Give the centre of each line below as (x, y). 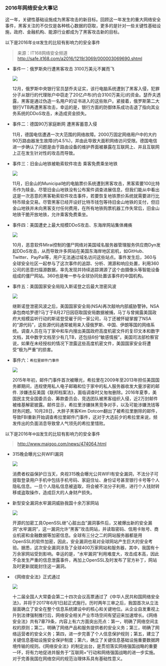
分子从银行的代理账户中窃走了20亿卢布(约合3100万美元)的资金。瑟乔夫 (84, 95)
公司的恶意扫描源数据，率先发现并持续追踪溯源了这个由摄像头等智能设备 (86, 270)
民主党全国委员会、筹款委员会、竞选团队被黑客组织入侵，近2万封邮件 (87, 399)
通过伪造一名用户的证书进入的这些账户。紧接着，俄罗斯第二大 (97, 101)
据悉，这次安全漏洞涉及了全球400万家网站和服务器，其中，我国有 (88, 548)
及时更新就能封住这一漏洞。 (41, 566)
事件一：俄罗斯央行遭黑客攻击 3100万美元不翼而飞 (63, 69)
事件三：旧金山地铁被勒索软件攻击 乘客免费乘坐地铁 (65, 164)
